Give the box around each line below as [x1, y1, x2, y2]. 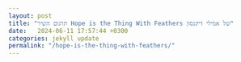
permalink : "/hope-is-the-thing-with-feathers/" [8, 42, 175, 50]
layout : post [8, 11, 53, 20]
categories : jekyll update [8, 34, 99, 43]
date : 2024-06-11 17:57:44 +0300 [8, 27, 129, 35]
